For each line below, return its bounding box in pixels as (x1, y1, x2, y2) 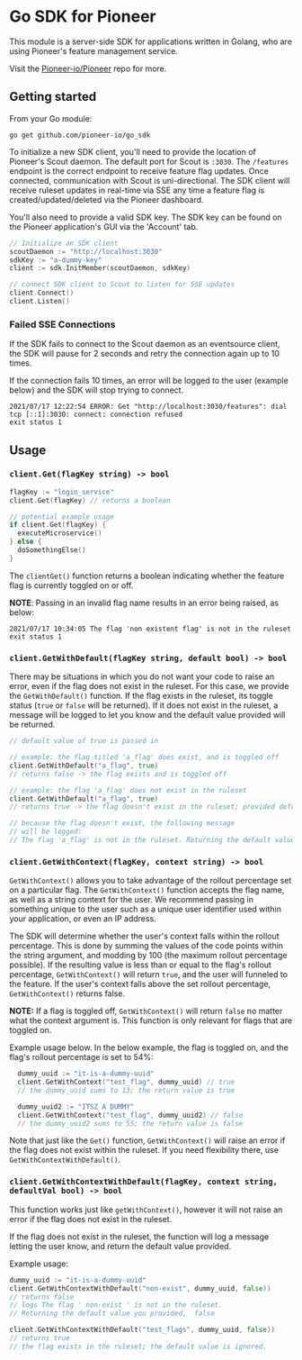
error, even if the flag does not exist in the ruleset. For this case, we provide (9, 681, 289, 692)
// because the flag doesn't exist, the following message (9, 819, 235, 828)
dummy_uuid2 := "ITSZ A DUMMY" (17, 1102, 135, 1111)
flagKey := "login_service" (9, 487, 115, 496)
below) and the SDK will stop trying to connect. (9, 385, 184, 395)
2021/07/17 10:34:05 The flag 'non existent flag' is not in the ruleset (9, 624, 292, 633)
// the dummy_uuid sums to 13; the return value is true (17, 1085, 235, 1095)
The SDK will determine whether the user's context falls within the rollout (9, 930, 280, 942)
